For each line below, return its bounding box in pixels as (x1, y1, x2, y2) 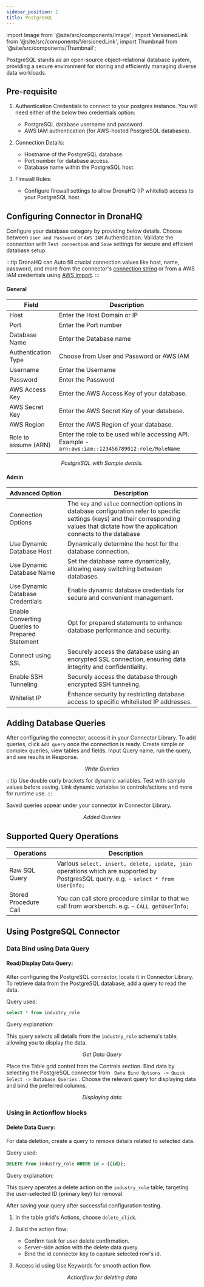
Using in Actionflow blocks (6, 1108, 87, 1117)
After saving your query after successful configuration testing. (6, 1201, 162, 1209)
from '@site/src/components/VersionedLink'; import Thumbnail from (6, 38, 178, 45)
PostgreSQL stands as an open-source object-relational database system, (6, 56, 191, 63)
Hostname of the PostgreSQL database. (24, 151, 124, 158)
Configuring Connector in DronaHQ (6, 211, 143, 222)
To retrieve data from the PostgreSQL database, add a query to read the (6, 980, 186, 987)
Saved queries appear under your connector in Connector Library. (6, 801, 172, 809)
